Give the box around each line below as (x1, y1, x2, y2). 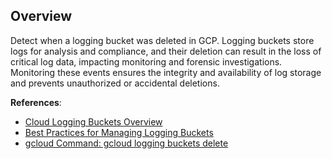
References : (10, 96, 62, 108)
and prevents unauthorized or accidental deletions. (10, 77, 220, 89)
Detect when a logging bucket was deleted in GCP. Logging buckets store (10, 34, 315, 46)
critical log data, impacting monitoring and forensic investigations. (10, 55, 283, 68)
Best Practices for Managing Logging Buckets (24, 126, 214, 138)
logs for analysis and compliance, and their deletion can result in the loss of (10, 45, 322, 57)
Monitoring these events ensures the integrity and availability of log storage (10, 66, 322, 78)
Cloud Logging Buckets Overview (24, 115, 163, 128)
